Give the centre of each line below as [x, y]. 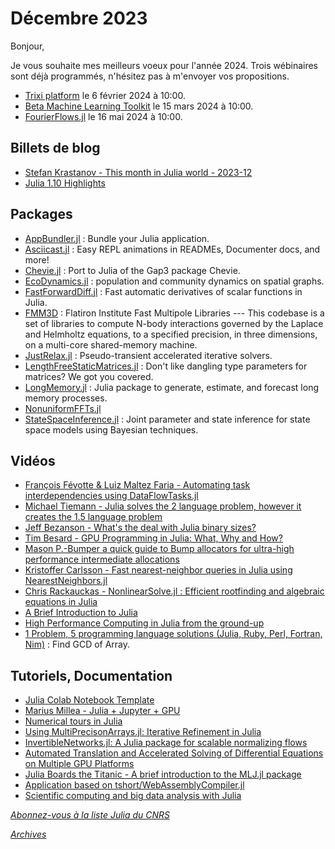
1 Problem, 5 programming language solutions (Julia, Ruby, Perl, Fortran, [173, 634]
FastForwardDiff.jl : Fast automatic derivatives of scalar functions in [163, 291]
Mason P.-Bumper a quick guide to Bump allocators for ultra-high [159, 549]
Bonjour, [27, 46]
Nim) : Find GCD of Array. [77, 644]
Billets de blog [55, 148]
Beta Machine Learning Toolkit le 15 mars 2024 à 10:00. [139, 106]
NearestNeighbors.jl [66, 581]
